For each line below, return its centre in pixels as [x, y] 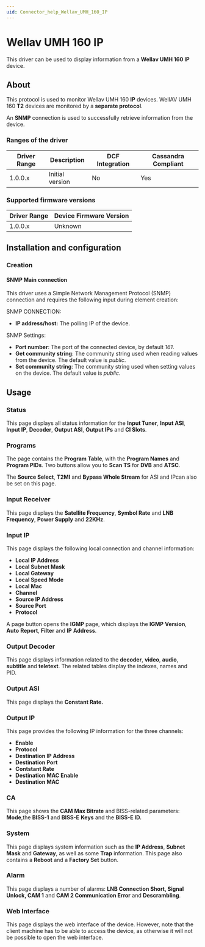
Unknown [68, 226]
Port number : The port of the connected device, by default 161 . [95, 347]
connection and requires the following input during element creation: [92, 300]
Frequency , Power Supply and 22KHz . [56, 519]
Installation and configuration [64, 248]
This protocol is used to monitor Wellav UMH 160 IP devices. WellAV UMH [99, 100]
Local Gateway [34, 573]
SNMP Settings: [26, 335]
